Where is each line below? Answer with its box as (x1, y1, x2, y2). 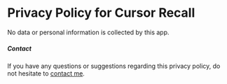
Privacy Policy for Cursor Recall (7, 5, 195, 21)
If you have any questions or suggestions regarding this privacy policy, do (7, 62, 221, 70)
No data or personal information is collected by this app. (7, 28, 170, 36)
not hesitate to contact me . (7, 69, 85, 78)
